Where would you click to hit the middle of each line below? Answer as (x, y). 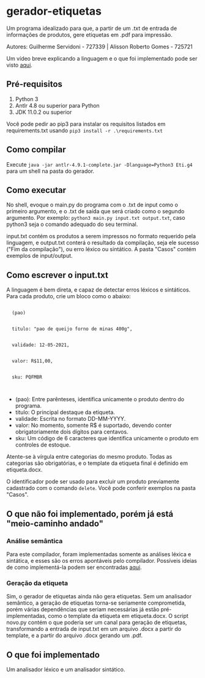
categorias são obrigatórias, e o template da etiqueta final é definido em (97, 463)
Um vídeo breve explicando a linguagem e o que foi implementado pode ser (102, 58)
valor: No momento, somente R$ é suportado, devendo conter (94, 425)
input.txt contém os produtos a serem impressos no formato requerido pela (101, 236)
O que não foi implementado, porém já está (90, 514)
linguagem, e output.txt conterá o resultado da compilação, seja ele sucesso (103, 243)
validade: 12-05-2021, (41, 345)
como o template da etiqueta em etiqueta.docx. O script (118, 616)
